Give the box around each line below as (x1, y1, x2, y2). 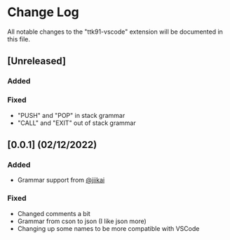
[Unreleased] (7, 55, 67, 67)
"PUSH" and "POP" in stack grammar (17, 111, 126, 119)
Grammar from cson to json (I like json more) (17, 217, 147, 225)
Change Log (7, 4, 79, 20)
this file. (7, 34, 30, 43)
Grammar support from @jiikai (17, 176, 105, 185)
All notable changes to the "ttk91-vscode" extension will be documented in (7, 27, 223, 36)
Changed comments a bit (17, 209, 91, 218)
